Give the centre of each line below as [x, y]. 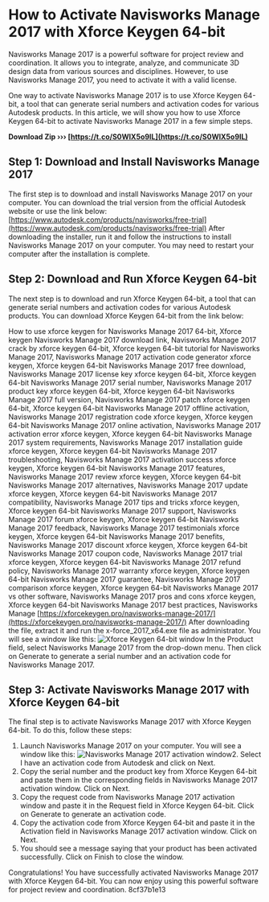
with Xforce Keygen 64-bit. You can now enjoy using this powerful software [133, 881]
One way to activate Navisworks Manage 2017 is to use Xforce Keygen [125, 95]
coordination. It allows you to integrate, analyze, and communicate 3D [124, 63]
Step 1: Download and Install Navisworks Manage [134, 162]
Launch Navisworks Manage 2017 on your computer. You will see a [131, 746]
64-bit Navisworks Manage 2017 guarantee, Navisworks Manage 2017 [124, 579]
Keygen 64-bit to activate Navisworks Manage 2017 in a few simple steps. [130, 121]
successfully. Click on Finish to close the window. [102, 857]
